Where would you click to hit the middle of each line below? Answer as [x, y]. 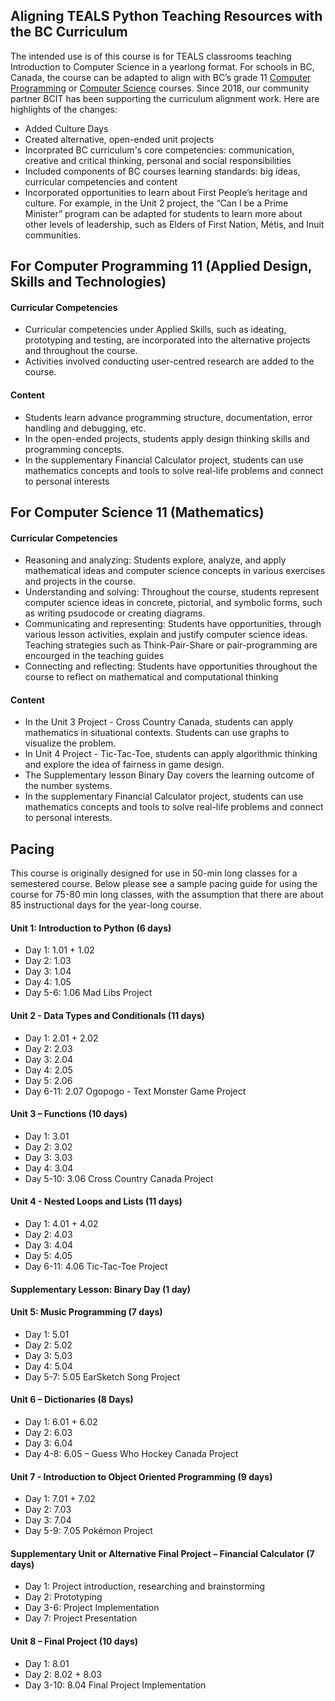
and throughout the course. [81, 351]
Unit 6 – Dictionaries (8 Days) [72, 1400]
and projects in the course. [80, 581]
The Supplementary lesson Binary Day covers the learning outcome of [169, 775]
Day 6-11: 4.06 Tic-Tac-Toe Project [96, 1266]
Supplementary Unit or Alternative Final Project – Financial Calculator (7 [162, 1553]
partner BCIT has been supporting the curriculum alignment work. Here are [165, 98]
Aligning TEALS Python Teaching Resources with [166, 16]
